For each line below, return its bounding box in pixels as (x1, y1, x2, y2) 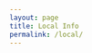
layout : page (9, 13, 59, 22)
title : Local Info (9, 22, 79, 31)
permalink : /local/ (9, 30, 84, 39)
